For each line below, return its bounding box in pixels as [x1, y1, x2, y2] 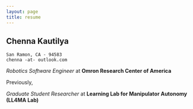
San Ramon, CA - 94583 [6, 52, 62, 58]
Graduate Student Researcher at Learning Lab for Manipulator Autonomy [6, 90, 188, 98]
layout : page [6, 8, 38, 15]
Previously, [6, 79, 33, 86]
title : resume [6, 14, 41, 20]
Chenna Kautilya [6, 36, 69, 46]
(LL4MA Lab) [6, 97, 39, 104]
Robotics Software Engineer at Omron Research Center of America [6, 68, 172, 75]
